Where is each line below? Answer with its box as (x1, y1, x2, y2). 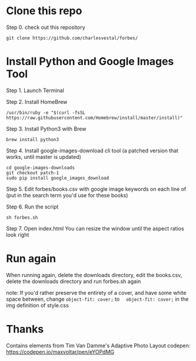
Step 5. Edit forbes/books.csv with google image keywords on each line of (6, 185, 187, 193)
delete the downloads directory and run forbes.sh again (6, 278, 141, 285)
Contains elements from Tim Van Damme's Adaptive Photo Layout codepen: (6, 342, 191, 349)
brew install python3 (6, 136, 59, 142)
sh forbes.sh (6, 214, 38, 220)
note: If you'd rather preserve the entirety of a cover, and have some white (6, 289, 187, 296)
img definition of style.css (6, 301, 69, 308)
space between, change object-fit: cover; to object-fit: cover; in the (6, 295, 189, 303)
